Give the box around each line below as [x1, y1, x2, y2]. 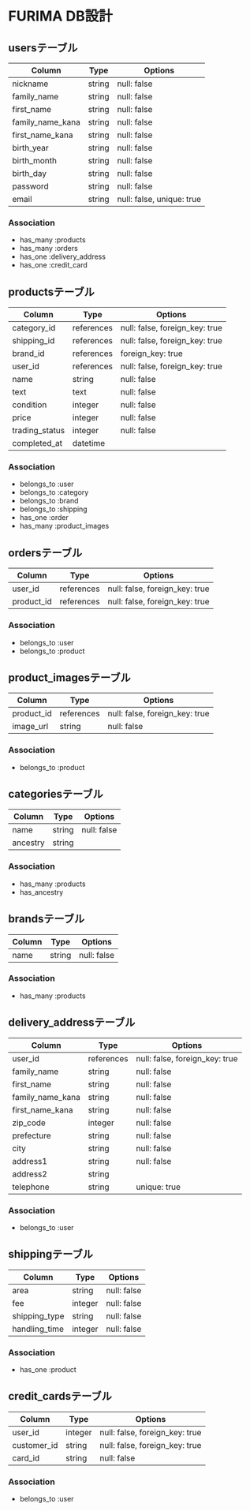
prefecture [12, 1130, 51, 1141]
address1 [12, 1155, 47, 1166]
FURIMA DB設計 [8, 7, 113, 25]
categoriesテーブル [8, 787, 104, 801]
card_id [12, 1453, 40, 1464]
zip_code [12, 1117, 46, 1128]
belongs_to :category [19, 488, 89, 497]
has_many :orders [19, 244, 79, 253]
